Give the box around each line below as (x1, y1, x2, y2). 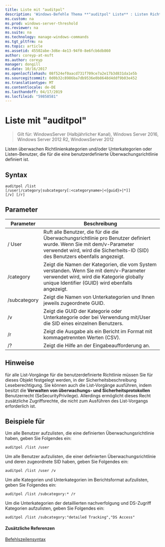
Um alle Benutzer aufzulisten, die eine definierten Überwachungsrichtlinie (5, 430, 155, 436)
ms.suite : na (5, 30, 32, 35)
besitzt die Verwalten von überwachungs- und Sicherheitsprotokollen (5, 387, 150, 393)
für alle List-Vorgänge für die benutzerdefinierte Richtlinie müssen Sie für (5, 372, 153, 378)
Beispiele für (5, 417, 45, 426)
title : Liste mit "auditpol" (5, 7, 65, 12)
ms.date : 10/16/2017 (5, 67, 48, 72)
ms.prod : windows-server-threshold (5, 21, 78, 26)
